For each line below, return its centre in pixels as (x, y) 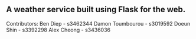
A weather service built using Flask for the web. (96, 10)
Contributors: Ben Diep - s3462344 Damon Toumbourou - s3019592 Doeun (98, 23)
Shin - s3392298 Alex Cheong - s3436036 (58, 30)
